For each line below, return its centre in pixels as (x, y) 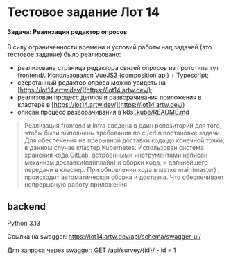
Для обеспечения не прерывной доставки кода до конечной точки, (124, 140)
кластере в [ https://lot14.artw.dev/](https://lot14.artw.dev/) (101, 105)
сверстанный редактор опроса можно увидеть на (92, 83)
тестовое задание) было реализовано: (64, 54)
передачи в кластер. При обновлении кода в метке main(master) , (122, 170)
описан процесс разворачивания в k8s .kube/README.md (103, 112)
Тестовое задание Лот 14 (83, 12)
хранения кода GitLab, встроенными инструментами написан (116, 155)
